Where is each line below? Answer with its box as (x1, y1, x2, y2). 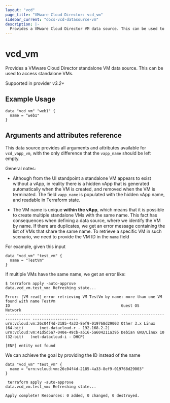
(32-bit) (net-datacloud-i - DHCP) (5, 334, 85, 339)
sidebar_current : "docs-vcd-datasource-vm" (5, 17, 99, 22)
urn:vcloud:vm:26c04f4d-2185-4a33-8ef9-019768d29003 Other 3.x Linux (5, 321, 156, 326)
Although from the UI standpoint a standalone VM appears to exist (12, 175, 151, 181)
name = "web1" (10, 113, 40, 118)
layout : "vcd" (5, 7, 36, 13)
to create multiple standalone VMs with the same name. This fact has (12, 212, 157, 218)
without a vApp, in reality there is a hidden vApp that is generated (12, 180, 150, 187)
